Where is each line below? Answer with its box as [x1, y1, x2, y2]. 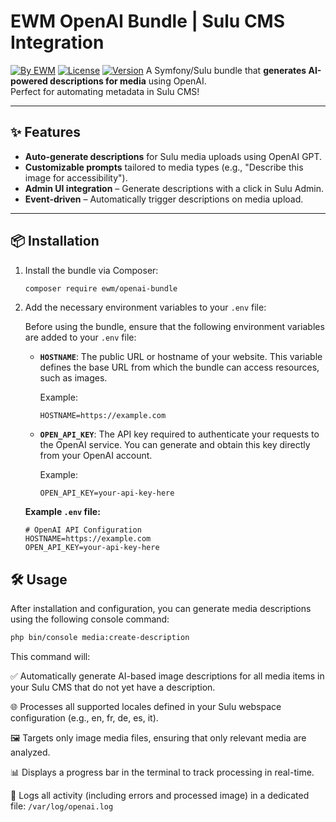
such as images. [39, 372, 108, 384]
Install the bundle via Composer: [24, 264, 159, 276]
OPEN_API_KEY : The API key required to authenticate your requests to [39, 428, 320, 440]
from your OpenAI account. [39, 450, 153, 462]
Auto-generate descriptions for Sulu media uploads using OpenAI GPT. [24, 150, 323, 162]
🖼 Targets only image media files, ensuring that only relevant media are [10, 732, 307, 744]
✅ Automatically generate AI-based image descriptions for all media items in [10, 670, 325, 682]
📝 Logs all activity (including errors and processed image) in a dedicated [10, 790, 310, 802]
